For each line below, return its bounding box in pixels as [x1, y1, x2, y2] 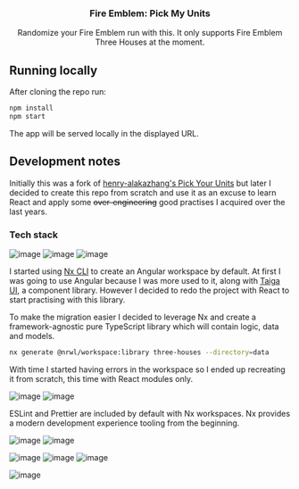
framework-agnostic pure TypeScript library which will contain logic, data [9, 320, 279, 332]
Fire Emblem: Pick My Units [88, 7, 212, 20]
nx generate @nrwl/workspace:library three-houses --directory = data [9, 347, 270, 357]
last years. [9, 206, 47, 217]
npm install [9, 104, 54, 113]
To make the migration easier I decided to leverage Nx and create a [9, 311, 257, 322]
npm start [9, 112, 46, 120]
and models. [9, 330, 55, 341]
